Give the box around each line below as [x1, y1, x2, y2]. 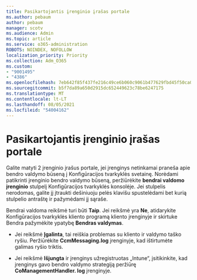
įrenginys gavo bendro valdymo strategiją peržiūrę [14, 261, 137, 268]
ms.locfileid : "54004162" [6, 107, 69, 113]
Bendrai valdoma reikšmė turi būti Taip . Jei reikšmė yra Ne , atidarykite [6, 207, 176, 214]
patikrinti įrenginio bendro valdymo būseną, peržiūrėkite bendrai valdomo [6, 177, 185, 184]
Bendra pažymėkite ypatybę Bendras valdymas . [6, 219, 124, 226]
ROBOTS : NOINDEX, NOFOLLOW [6, 47, 72, 53]
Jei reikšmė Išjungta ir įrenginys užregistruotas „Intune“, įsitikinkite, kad [14, 255, 188, 262]
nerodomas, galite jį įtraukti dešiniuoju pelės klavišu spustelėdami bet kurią [6, 189, 187, 196]
